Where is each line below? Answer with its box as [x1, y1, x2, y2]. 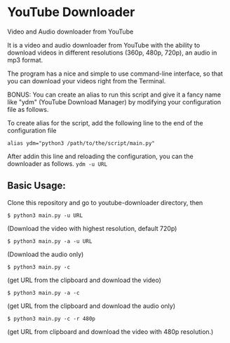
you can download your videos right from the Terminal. [7, 76, 166, 85]
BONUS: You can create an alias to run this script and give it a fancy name [7, 90, 222, 99]
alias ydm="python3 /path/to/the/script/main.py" [7, 139, 156, 147]
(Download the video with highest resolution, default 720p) [7, 224, 177, 232]
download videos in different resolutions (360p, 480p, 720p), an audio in [7, 48, 217, 57]
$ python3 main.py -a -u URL [7, 237, 93, 245]
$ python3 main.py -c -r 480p [7, 315, 96, 322]
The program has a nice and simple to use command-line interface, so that [7, 69, 223, 78]
